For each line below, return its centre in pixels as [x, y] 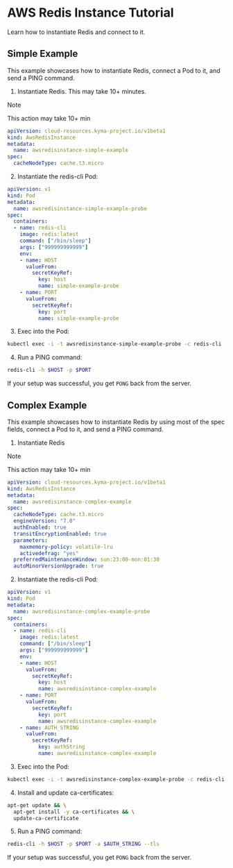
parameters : [31, 540]
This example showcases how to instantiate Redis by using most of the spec [116, 422]
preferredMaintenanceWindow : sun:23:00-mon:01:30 [86, 560]
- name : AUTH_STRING [49, 727]
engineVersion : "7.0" [45, 521]
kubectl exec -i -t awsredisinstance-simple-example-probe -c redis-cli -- [119, 344]
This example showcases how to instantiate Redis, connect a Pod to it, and [114, 70]
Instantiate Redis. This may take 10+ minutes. [82, 91]
